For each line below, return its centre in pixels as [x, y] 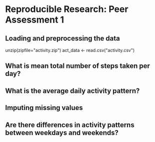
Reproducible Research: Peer [67, 9]
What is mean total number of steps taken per [78, 66]
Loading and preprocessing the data [63, 38]
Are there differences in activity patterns [70, 125]
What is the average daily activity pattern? [73, 91]
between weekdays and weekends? [62, 133]
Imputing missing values [44, 108]
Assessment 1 [35, 20]
